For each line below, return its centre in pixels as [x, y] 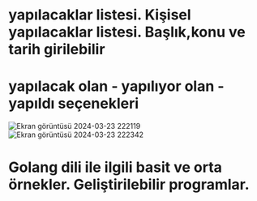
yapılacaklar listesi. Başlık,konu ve [127, 32]
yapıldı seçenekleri [74, 104]
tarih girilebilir [57, 49]
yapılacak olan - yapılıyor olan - [116, 86]
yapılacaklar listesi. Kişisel [100, 15]
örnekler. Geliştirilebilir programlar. [129, 185]
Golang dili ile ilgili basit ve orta [116, 167]
